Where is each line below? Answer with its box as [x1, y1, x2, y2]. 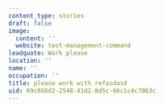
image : [8, 27, 31, 35]
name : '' [8, 64, 38, 72]
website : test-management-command [15, 42, 131, 50]
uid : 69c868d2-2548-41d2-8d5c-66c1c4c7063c [8, 86, 157, 95]
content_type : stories [8, 11, 84, 20]
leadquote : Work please [8, 49, 88, 57]
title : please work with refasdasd [8, 79, 128, 87]
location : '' [8, 57, 52, 65]
